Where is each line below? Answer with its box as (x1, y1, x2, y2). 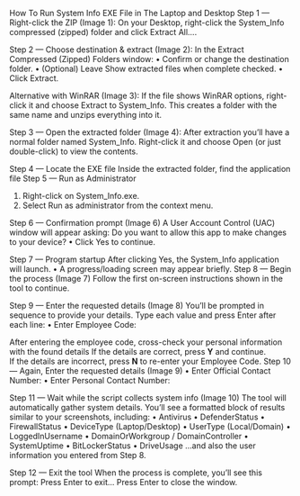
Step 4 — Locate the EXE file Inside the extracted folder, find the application (9, 164, 291, 174)
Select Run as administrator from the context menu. (22, 200, 214, 211)
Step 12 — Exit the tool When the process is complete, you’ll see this (9, 467, 263, 478)
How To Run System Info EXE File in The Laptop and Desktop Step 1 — (9, 8, 270, 18)
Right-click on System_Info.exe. (22, 191, 140, 201)
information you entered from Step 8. (9, 450, 146, 460)
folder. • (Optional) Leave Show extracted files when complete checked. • (9, 63, 284, 74)
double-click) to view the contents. (9, 146, 139, 157)
